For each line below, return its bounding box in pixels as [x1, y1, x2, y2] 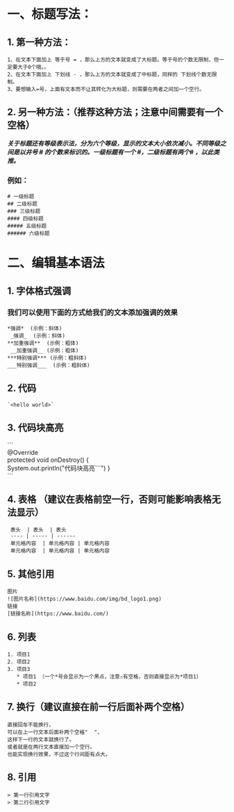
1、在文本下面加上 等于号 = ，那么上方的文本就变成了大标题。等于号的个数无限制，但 [7, 56, 219, 63]
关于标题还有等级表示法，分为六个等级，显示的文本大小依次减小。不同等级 [7, 139, 220, 147]
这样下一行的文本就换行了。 [7, 736, 75, 743]
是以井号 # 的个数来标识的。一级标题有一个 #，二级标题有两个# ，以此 [12, 147, 214, 156]
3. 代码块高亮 [7, 422, 64, 434]
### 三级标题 [7, 208, 41, 215]
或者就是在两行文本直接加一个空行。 [7, 743, 96, 750]
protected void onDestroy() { [7, 456, 89, 464]
